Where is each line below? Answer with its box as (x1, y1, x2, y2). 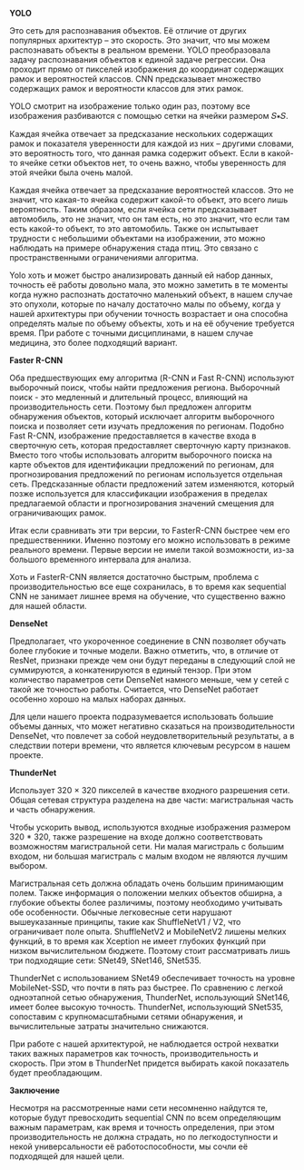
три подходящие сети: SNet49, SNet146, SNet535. (9, 955, 201, 966)
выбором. (9, 860, 48, 870)
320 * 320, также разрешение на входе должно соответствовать (9, 831, 263, 842)
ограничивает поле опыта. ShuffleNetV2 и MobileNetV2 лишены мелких (9, 926, 287, 937)
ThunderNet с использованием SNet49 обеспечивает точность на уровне (9, 973, 296, 983)
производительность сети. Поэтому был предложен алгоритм (9, 401, 252, 412)
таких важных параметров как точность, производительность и (9, 1048, 259, 1058)
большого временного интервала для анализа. (9, 554, 191, 565)
